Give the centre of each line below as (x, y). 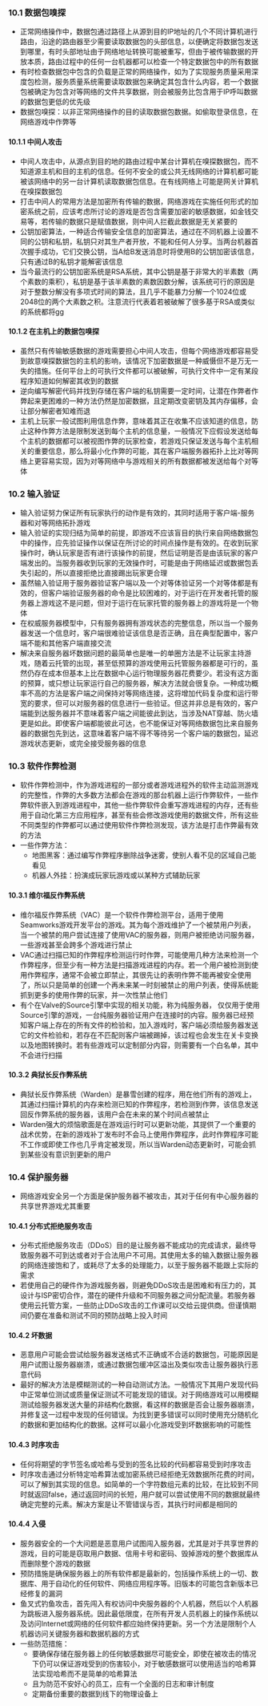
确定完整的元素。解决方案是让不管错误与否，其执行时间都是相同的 (128, 1504)
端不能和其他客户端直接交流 (66, 643)
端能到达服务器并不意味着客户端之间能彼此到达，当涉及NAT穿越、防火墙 (139, 713)
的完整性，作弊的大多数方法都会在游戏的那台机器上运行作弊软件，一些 (136, 795)
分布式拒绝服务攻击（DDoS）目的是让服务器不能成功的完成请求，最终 (134, 1246)
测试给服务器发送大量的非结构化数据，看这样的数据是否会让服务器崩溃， (139, 1404)
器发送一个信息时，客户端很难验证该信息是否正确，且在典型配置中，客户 (139, 633)
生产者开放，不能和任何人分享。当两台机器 (181, 241)
